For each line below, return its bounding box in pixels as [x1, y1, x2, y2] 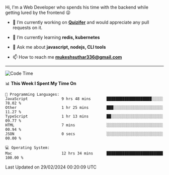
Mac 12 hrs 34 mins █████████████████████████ [5, 151, 163, 156]
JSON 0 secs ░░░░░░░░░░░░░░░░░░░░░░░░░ [5, 131, 163, 136]
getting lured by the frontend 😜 [5, 10, 71, 16]
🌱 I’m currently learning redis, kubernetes [12, 35, 100, 40]
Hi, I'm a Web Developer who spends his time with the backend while [5, 5, 148, 10]
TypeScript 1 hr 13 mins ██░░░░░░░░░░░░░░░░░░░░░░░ [5, 114, 163, 119]
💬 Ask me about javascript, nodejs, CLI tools [12, 44, 106, 50]
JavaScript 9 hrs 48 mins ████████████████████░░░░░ [5, 96, 163, 101]
